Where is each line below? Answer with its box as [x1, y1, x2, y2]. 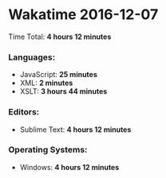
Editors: [8, 106, 40, 118]
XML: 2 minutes [19, 78, 73, 88]
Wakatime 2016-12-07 [8, 6, 159, 24]
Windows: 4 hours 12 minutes [19, 162, 120, 172]
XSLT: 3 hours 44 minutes [19, 87, 108, 96]
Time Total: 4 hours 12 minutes [8, 32, 112, 41]
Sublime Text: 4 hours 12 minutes [19, 125, 132, 134]
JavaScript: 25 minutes [19, 70, 98, 79]
